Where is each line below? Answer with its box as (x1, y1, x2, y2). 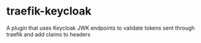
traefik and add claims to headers (6, 30, 91, 38)
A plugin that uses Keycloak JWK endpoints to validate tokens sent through (6, 24, 195, 31)
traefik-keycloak (6, 4, 92, 18)
